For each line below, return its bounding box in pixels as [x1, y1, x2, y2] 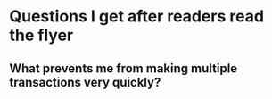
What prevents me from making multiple [9, 61, 238, 76]
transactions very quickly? [9, 74, 161, 90]
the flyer [9, 25, 74, 45]
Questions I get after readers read [9, 6, 265, 27]
